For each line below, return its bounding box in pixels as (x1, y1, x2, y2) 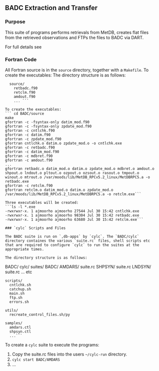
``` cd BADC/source (5, 111, 44, 116)
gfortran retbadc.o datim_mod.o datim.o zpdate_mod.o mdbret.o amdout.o (5, 166, 155, 171)
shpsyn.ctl (9, 329, 31, 334)
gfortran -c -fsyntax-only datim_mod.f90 (5, 120, 90, 124)
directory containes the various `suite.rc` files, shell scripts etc (5, 238, 150, 243)
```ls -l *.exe (5, 204, 36, 209)
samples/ (5, 321, 23, 325)
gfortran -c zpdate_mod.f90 (5, 137, 62, 141)
